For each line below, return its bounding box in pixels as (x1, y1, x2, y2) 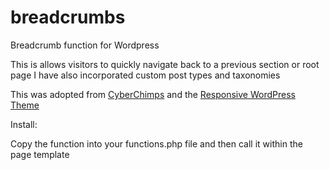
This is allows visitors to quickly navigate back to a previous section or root (10, 58, 320, 70)
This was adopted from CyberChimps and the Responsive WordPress (10, 88, 296, 100)
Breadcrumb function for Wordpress (10, 39, 160, 51)
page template (10, 148, 70, 160)
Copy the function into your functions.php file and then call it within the (10, 137, 303, 150)
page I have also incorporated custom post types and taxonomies (10, 69, 281, 81)
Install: (10, 118, 38, 130)
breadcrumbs (10, 6, 126, 29)
